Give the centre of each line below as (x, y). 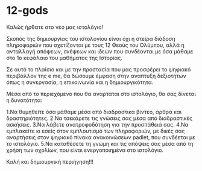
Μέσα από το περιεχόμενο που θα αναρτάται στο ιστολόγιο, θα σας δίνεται (101, 94)
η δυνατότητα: (24, 100)
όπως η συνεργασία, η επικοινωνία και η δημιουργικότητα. (80, 82)
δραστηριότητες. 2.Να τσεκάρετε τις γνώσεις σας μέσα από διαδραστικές (99, 118)
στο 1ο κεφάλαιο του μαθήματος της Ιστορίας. (64, 58)
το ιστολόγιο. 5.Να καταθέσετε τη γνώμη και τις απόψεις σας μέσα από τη (100, 143)
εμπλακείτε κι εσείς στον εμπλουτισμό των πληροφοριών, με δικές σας (96, 131)
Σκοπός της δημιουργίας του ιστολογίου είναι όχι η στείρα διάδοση (91, 38)
